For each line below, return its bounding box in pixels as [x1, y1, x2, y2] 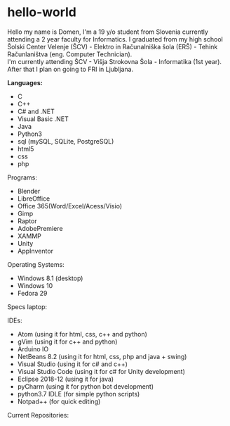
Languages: [7, 78, 43, 87]
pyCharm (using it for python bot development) [17, 382, 154, 391]
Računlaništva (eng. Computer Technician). [7, 50, 133, 58]
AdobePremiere [17, 224, 63, 232]
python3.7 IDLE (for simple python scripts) [17, 389, 140, 398]
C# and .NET [17, 107, 55, 115]
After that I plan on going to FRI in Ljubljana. [7, 65, 134, 73]
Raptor [17, 216, 37, 225]
